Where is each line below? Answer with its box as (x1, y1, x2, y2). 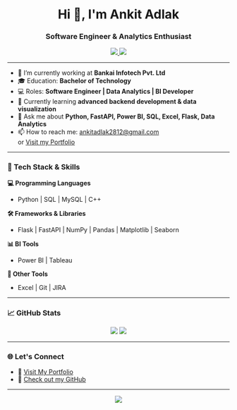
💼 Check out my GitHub (17, 375, 86, 384)
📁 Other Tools (7, 270, 48, 278)
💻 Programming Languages (7, 179, 91, 187)
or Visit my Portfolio (17, 138, 75, 147)
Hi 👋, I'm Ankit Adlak (57, 6, 180, 23)
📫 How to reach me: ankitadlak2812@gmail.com (17, 128, 159, 136)
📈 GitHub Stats (7, 308, 61, 318)
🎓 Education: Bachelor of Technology (17, 77, 132, 85)
